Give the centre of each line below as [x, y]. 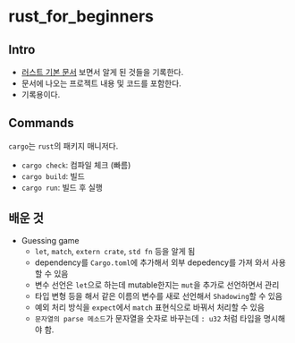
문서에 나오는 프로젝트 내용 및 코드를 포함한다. [101, 83]
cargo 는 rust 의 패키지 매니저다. [63, 146]
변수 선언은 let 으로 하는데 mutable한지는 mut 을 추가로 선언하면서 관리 [157, 285]
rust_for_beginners [81, 17]
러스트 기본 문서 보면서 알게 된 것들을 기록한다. [102, 72]
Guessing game [50, 240]
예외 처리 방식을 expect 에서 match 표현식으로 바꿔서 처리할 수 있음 [150, 307]
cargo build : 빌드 [53, 176]
